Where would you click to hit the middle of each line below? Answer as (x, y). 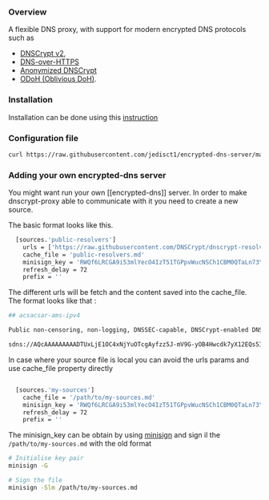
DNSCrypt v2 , (43, 54)
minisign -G (28, 466)
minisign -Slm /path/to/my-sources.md (73, 487)
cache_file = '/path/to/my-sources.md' (89, 397)
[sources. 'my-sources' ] (55, 390)
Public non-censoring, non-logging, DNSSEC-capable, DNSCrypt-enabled (128, 330)
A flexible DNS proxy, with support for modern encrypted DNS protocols (127, 30)
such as (21, 38)
